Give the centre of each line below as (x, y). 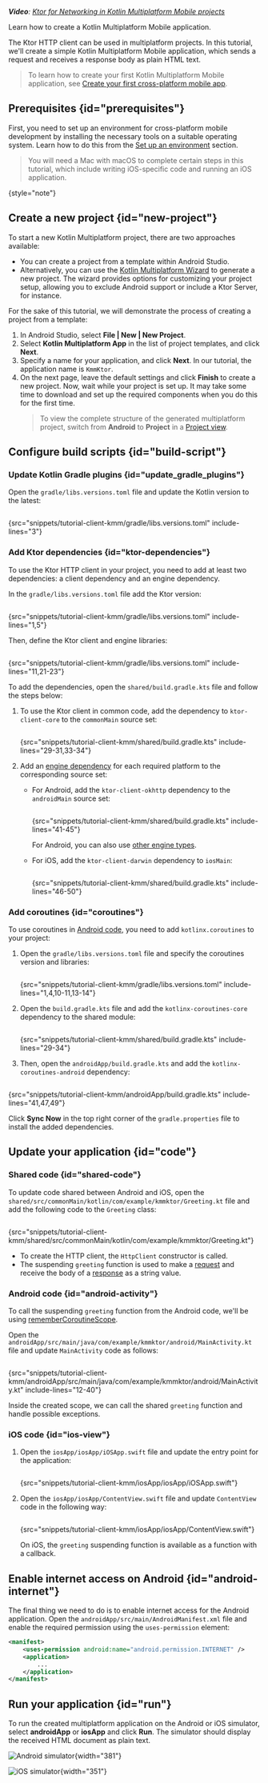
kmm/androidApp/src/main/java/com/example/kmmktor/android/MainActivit (133, 1381)
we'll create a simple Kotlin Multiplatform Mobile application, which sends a (132, 51)
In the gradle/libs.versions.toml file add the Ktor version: (105, 594)
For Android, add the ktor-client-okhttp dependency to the (131, 790)
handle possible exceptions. (54, 1413)
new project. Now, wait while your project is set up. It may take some (133, 386)
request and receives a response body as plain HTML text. (105, 60)
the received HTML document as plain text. (79, 1741)
